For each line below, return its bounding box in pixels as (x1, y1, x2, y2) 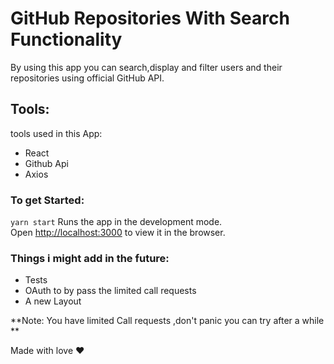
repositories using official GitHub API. (10, 72, 165, 84)
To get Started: (10, 193, 85, 207)
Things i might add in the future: (10, 251, 170, 265)
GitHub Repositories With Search (10, 7, 290, 30)
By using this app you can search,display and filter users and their (10, 61, 283, 73)
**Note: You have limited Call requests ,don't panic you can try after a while (10, 315, 325, 327)
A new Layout (24, 295, 82, 307)
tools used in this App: (10, 127, 103, 139)
